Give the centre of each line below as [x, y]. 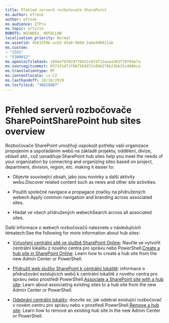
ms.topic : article [24, 29]
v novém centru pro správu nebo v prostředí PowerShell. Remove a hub [86, 305]
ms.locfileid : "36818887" [32, 85]
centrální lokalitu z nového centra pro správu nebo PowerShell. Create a [86, 248]
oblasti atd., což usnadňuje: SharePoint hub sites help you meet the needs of [84, 156]
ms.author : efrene [24, 15]
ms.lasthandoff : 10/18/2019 [35, 80]
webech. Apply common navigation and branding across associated [82, 197]
